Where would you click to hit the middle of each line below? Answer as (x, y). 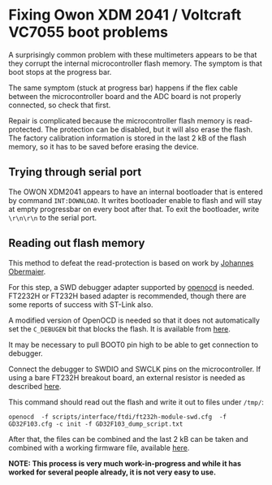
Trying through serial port (75, 172)
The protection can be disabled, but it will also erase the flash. (149, 129)
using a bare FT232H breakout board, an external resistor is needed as (127, 377)
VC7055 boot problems (89, 32)
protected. (26, 129)
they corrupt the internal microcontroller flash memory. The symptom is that (135, 63)
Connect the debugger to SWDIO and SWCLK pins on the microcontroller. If (135, 369)
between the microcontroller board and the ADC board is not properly (125, 96)
